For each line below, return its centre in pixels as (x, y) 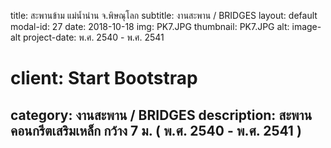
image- (306, 26)
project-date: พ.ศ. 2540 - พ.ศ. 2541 (93, 37)
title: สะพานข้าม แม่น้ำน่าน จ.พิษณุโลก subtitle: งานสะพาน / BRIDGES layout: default (164, 15)
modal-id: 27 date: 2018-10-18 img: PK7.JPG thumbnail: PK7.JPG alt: (150, 26)
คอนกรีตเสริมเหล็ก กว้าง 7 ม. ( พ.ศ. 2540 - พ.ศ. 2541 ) (156, 130)
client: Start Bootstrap (104, 78)
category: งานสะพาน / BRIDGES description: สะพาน (161, 115)
